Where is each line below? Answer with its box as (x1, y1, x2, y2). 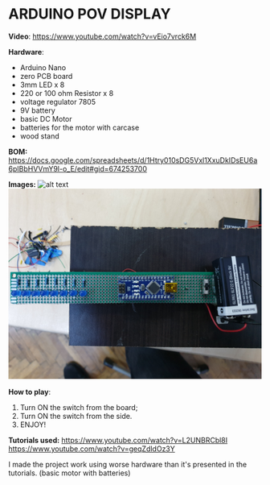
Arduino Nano (19, 62, 67, 73)
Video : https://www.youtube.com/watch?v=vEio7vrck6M (8, 31, 197, 41)
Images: (8, 179, 36, 189)
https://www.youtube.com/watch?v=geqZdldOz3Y (8, 444, 175, 454)
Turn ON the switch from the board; (19, 402, 138, 412)
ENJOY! (19, 420, 47, 429)
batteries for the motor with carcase (19, 122, 140, 132)
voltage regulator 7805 (19, 97, 96, 106)
